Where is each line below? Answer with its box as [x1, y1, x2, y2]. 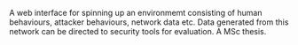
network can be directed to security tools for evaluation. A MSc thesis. [9, 26, 267, 36]
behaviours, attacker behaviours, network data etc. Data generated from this [9, 17, 289, 27]
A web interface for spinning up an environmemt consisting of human [9, 8, 263, 18]
